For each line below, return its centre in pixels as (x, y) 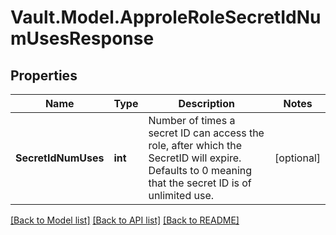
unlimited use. (181, 195)
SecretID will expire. (195, 158)
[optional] (297, 158)
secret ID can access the (206, 133)
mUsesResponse (82, 38)
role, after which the (195, 145)
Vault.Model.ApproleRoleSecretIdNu (166, 17)
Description (206, 103)
